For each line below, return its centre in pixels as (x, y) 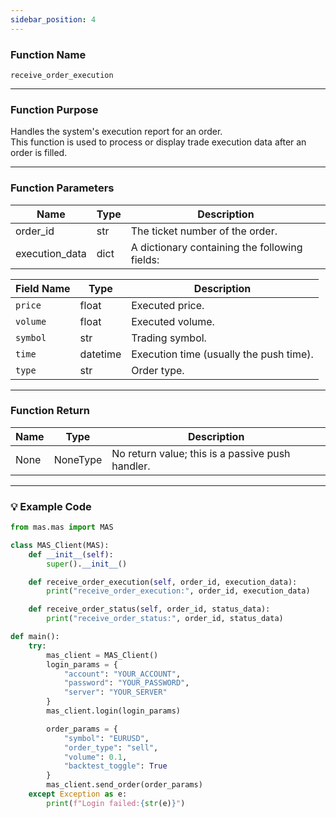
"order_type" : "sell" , (111, 747)
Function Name (48, 54)
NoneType (78, 459)
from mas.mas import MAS (62, 527)
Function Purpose (54, 109)
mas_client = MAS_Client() (102, 655)
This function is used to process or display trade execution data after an (158, 142)
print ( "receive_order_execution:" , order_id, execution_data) (178, 591)
